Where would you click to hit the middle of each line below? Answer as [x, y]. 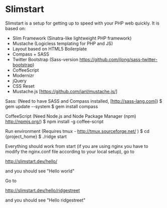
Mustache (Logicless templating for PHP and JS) [63, 43]
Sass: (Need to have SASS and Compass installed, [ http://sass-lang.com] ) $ [84, 101]
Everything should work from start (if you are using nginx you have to [77, 146]
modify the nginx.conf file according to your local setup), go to [70, 151]
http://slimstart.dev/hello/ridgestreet [43, 190]
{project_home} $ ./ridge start [36, 136]
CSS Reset [24, 86]
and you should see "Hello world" [40, 171]
